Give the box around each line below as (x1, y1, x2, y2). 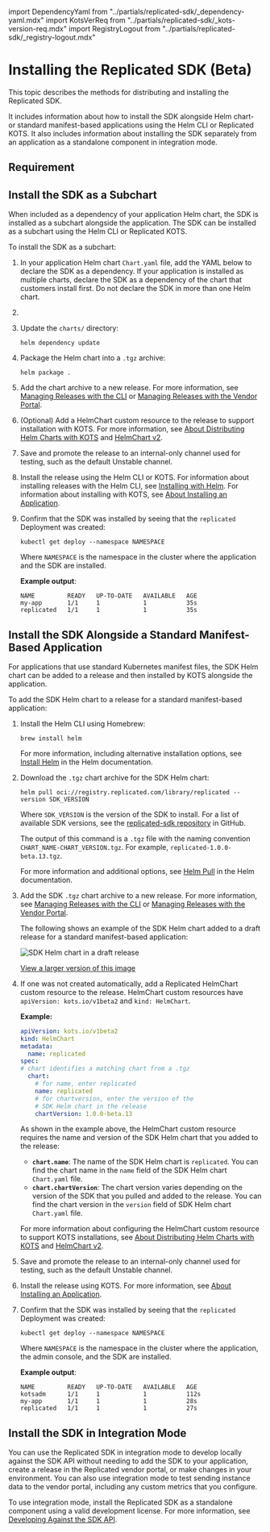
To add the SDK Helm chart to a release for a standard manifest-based (8, 694, 243, 704)
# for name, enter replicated (35, 1080, 136, 1088)
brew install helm (19, 734, 82, 743)
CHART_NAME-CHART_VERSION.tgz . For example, (19, 842, 169, 851)
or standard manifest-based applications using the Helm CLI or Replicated (8, 120, 254, 130)
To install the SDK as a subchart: (8, 242, 117, 252)
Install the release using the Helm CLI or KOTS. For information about (19, 473, 250, 482)
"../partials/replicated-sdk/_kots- (127, 15, 236, 25)
